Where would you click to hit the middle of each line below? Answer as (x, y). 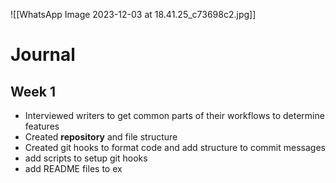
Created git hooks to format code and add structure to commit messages (175, 147)
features (42, 126)
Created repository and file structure (101, 137)
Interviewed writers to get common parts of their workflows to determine (174, 115)
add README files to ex (73, 168)
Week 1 (33, 91)
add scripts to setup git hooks (86, 158)
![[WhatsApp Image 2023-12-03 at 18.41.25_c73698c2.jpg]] (133, 14)
